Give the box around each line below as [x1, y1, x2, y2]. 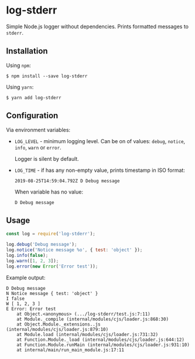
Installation [6, 46, 48, 56]
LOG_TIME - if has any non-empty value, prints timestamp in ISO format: [14, 167, 186, 174]
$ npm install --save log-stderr [6, 73, 88, 79]
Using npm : [6, 62, 31, 69]
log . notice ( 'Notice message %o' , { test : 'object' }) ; [6, 247, 143, 253]
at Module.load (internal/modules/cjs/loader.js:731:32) [16, 331, 159, 337]
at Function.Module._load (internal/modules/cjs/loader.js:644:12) [16, 337, 184, 343]
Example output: [6, 274, 46, 281]
